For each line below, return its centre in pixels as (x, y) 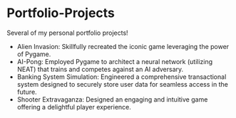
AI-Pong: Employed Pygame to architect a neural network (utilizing (115, 61)
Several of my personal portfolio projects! (68, 33)
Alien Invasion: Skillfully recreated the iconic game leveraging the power (123, 46)
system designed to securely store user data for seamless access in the (123, 84)
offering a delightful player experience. (74, 107)
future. (27, 92)
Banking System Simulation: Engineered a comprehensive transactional (122, 77)
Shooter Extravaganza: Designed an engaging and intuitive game (112, 99)
